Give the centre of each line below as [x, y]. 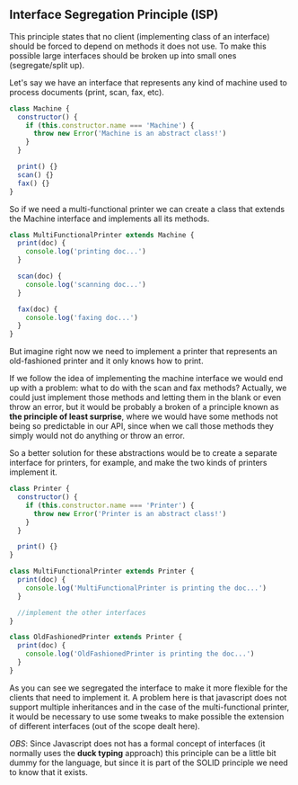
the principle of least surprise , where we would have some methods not [144, 416]
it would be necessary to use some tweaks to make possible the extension [147, 716]
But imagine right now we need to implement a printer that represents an [144, 352]
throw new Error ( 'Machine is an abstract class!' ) [130, 134]
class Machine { [39, 108]
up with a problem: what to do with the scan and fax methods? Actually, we [148, 388]
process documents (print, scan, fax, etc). [87, 92]
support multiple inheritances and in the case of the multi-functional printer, [149, 707]
